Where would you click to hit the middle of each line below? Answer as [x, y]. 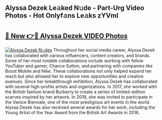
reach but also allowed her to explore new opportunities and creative [74, 76]
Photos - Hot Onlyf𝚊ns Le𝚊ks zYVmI [62, 16]
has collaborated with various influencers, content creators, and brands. [78, 55]
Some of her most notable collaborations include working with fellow [74, 61]
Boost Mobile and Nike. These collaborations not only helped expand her [79, 71]
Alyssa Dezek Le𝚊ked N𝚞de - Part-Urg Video [75, 8]
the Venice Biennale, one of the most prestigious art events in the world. [78, 102]
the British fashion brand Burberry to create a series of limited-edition [75, 92]
